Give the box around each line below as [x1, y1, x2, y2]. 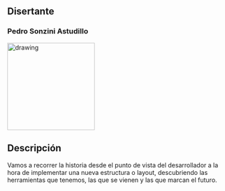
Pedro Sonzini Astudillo [7, 26, 89, 36]
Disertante [7, 6, 55, 17]
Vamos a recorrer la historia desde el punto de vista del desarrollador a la [7, 160, 219, 169]
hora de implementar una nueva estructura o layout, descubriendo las [7, 168, 208, 176]
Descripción [7, 142, 61, 154]
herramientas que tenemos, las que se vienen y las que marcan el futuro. [7, 176, 218, 184]
